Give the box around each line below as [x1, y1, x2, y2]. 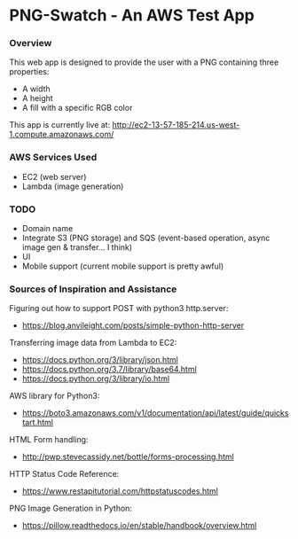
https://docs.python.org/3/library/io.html [21, 373, 170, 384]
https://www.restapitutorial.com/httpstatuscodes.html [21, 486, 219, 496]
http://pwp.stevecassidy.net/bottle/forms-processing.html [21, 451, 235, 462]
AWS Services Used [9, 152, 98, 164]
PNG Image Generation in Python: [9, 503, 133, 514]
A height [21, 93, 53, 104]
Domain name [21, 223, 74, 234]
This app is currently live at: [9, 120, 111, 130]
